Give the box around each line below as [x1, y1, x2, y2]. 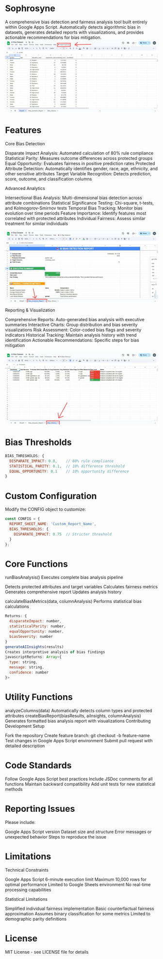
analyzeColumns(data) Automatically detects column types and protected [5, 707, 152, 713]
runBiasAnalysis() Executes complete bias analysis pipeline [5, 574, 123, 581]
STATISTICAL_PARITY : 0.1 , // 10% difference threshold [9, 463, 125, 469]
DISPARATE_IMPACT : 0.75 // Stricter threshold [14, 531, 112, 537]
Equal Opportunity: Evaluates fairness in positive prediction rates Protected [5, 160, 155, 166]
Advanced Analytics [5, 185, 45, 191]
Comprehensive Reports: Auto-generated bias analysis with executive [5, 317, 145, 323]
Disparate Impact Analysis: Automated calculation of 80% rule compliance [5, 150, 154, 156]
